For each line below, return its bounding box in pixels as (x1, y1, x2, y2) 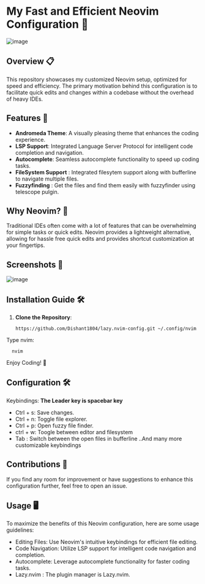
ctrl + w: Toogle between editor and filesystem (15, 428, 133, 435)
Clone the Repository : (15, 314, 72, 321)
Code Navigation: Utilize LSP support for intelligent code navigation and (15, 545, 196, 552)
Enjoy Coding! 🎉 (6, 359, 47, 366)
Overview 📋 (6, 56, 55, 67)
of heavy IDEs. (6, 95, 43, 103)
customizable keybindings (15, 441, 81, 449)
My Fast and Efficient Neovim (6, 4, 159, 18)
